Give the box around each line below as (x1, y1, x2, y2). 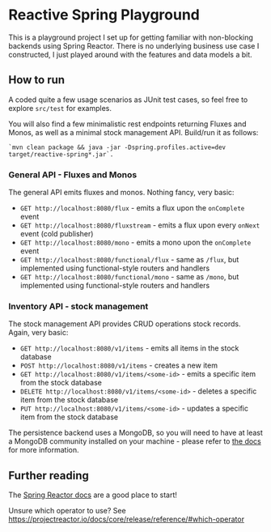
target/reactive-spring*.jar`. (8, 150, 114, 159)
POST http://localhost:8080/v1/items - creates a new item (19, 360, 218, 370)
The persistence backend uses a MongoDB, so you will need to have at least (8, 428, 263, 438)
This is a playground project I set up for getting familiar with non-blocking (8, 32, 253, 42)
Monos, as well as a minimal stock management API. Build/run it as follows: (8, 127, 259, 137)
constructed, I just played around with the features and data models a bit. (8, 49, 252, 59)
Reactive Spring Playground (8, 6, 200, 24)
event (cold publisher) (19, 229, 94, 239)
